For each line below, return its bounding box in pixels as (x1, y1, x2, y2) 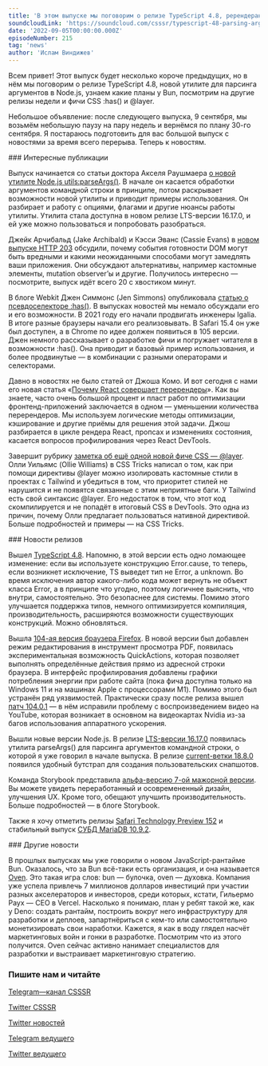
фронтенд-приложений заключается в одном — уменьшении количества (8, 401, 259, 411)
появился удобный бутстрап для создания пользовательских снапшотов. (8, 760, 259, 769)
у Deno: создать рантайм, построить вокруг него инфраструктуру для (8, 907, 248, 916)
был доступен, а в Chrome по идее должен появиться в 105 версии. (8, 327, 239, 336)
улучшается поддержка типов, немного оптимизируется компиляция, (8, 601, 247, 610)
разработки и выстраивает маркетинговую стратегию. (8, 949, 196, 958)
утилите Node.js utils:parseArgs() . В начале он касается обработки (8, 177, 235, 186)
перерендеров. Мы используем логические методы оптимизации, (8, 410, 235, 420)
